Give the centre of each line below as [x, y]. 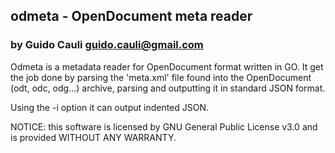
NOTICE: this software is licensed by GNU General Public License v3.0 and [164, 126]
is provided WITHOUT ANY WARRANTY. [93, 137]
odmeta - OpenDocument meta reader [131, 16]
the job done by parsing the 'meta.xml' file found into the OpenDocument [161, 77]
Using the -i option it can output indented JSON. [110, 107]
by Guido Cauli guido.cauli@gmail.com [107, 45]
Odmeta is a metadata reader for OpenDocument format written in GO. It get [167, 66]
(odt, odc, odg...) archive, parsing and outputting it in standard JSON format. [168, 88]
